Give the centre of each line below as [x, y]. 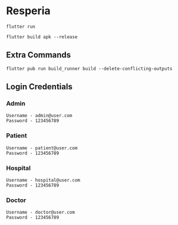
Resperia [29, 11]
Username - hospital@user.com [43, 180]
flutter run [21, 27]
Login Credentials [39, 87]
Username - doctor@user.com [41, 213]
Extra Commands [39, 55]
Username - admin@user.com [39, 116]
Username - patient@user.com [42, 148]
